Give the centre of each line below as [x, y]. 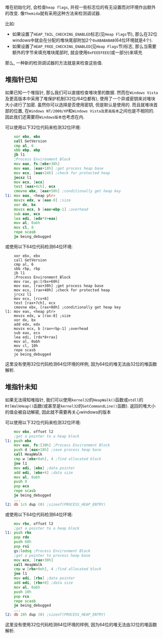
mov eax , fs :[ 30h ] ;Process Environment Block [62, 445]
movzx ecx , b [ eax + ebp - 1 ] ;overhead [51, 209]
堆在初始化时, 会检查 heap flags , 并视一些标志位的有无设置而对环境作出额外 [81, 7]
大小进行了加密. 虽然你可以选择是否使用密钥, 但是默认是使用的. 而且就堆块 [79, 105]
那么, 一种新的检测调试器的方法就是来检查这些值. [54, 63]
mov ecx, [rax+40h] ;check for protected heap [62, 290]
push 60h [23, 542]
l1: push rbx [18, 533]
